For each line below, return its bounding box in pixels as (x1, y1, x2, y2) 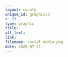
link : (5, 35, 16, 40)
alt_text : (5, 30, 26, 35)
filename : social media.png (5, 40, 64, 45)
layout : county (5, 7, 37, 12)
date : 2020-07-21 (5, 44, 41, 49)
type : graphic (5, 21, 35, 26)
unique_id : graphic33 (5, 12, 50, 17)
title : (5, 26, 19, 31)
